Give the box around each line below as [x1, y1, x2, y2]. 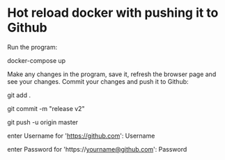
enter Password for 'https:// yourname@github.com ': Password [7, 145, 187, 153]
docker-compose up [7, 56, 66, 64]
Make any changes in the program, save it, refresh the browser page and [7, 70, 217, 78]
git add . [7, 91, 31, 99]
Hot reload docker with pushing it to [7, 5, 219, 21]
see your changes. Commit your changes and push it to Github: [7, 77, 189, 85]
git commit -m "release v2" [7, 104, 85, 112]
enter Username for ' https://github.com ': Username [7, 131, 155, 140]
